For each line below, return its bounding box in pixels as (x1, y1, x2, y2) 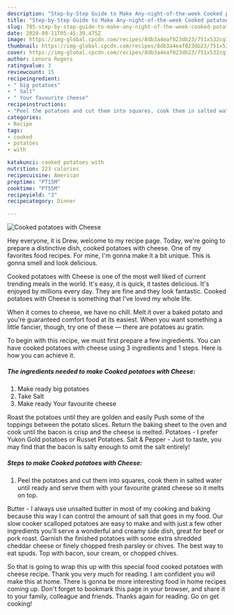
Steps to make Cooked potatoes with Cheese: (7, 458, 143, 467)
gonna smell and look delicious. (7, 259, 98, 267)
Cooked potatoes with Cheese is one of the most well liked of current (7, 273, 206, 281)
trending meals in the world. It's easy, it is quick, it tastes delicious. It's (7, 280, 210, 288)
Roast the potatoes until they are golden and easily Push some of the (7, 413, 205, 422)
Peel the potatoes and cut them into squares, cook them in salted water (17, 476, 223, 485)
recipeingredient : (7, 75, 61, 82)
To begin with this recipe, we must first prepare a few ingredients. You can (7, 336, 221, 345)
